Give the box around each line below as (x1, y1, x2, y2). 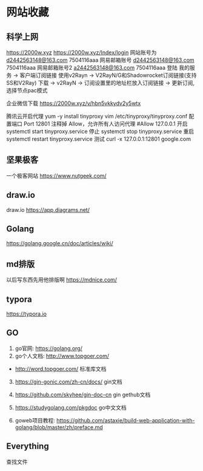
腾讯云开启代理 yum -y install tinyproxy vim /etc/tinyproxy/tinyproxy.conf (6, 113, 188, 120)
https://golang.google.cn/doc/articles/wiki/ (6, 240, 113, 247)
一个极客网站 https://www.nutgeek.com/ (6, 172, 107, 179)
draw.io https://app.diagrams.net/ (6, 206, 90, 213)
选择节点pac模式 (6, 87, 48, 94)
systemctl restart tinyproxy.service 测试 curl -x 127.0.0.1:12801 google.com (6, 135, 191, 143)
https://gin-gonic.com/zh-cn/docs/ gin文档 (15, 378, 122, 385)
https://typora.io (6, 310, 47, 317)
